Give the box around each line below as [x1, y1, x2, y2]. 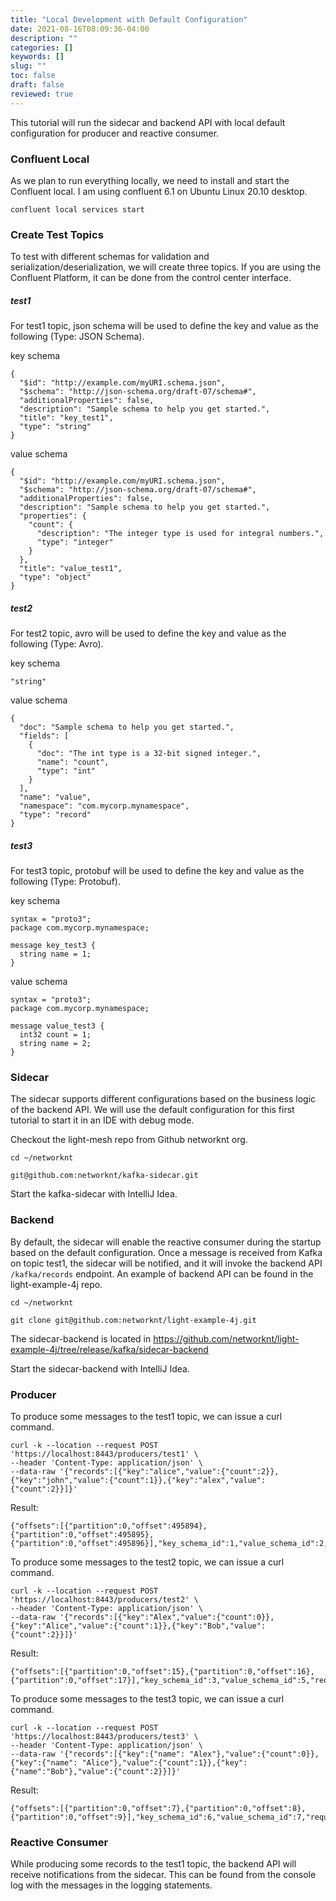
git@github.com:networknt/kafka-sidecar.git [10, 1171, 199, 1181]
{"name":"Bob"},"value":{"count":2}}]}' [10, 1767, 182, 1777]
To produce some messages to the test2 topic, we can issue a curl [10, 1556, 285, 1568]
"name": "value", [19, 792, 92, 803]
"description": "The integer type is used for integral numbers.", [36, 529, 325, 539]
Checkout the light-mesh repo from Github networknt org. [10, 1134, 248, 1146]
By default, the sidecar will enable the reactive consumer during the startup [10, 1236, 322, 1248]
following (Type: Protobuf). [10, 876, 121, 888]
